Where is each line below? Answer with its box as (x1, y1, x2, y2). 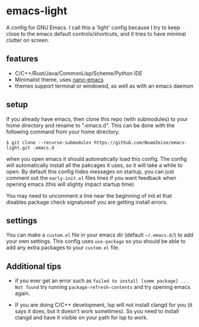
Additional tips (6, 261, 61, 272)
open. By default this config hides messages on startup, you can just (6, 168, 174, 175)
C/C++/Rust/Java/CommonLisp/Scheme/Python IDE (14, 70, 143, 77)
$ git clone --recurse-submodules (6, 139, 92, 145)
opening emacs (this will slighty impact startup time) (6, 180, 134, 188)
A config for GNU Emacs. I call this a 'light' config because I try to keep (6, 24, 181, 31)
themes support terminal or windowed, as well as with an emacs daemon (14, 82, 194, 89)
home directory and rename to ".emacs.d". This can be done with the (6, 122, 175, 129)
